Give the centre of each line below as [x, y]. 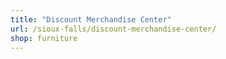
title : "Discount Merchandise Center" [91, 19]
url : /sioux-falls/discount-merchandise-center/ [113, 29]
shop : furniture [44, 38]
